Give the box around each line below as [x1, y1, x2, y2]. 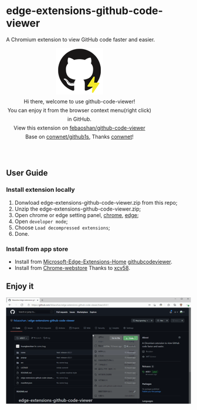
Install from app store [6, 245, 69, 253]
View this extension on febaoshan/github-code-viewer [13, 124, 145, 131]
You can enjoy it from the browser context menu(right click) [8, 107, 151, 114]
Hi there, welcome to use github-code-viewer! [23, 98, 135, 105]
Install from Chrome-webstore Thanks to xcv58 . [14, 264, 131, 271]
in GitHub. [67, 116, 92, 123]
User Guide [6, 168, 48, 178]
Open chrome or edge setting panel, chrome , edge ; [14, 211, 139, 218]
